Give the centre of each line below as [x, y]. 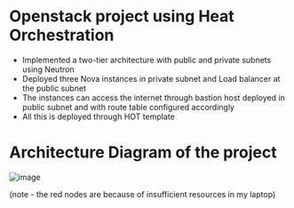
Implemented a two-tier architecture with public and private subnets [147, 60]
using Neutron [48, 69]
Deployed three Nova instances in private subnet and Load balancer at [151, 78]
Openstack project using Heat [122, 16]
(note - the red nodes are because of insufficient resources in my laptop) [143, 194]
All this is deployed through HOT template [98, 116]
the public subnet [54, 88]
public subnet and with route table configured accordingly [128, 107]
